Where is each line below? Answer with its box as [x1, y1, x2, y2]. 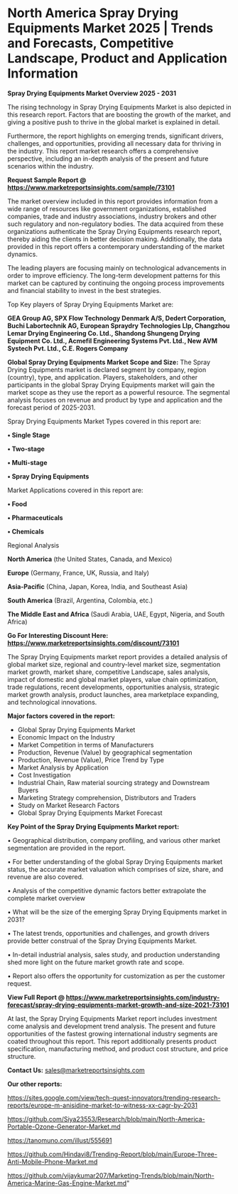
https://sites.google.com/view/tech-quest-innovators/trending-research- [7, 1093, 221, 1102]
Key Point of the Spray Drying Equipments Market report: [7, 822, 180, 831]
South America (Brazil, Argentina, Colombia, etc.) [7, 596, 153, 604]
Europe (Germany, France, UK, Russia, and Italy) [7, 568, 149, 577]
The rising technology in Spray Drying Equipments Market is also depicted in [7, 102, 232, 111]
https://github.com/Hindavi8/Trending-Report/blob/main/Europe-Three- [7, 1150, 218, 1158]
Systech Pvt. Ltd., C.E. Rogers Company [7, 343, 129, 353]
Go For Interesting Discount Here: [7, 631, 109, 639]
